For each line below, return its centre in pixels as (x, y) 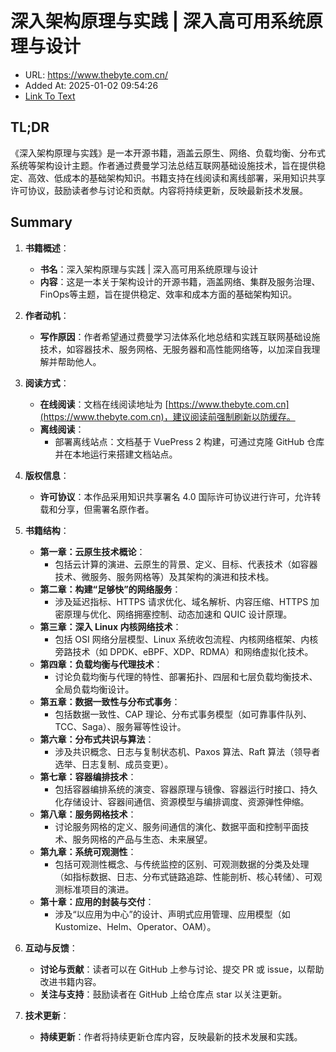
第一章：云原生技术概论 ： (92, 551)
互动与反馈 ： (51, 948)
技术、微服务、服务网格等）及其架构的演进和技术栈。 (164, 576)
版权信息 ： (47, 475)
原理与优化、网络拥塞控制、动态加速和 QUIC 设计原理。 (178, 614)
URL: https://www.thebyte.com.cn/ (96, 74)
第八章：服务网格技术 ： (88, 814)
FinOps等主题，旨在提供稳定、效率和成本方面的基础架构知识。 (168, 294)
